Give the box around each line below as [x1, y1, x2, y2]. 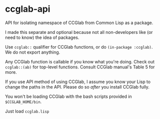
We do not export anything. [5, 49, 60, 55]
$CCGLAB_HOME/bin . [5, 98, 42, 104]
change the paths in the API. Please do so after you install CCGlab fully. [5, 84, 150, 89]
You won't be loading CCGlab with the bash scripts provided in [5, 93, 132, 99]
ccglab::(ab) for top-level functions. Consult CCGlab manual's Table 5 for [5, 64, 155, 70]
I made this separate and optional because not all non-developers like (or [5, 29, 153, 35]
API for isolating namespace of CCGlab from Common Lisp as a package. [5, 20, 154, 26]
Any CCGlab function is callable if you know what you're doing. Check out [5, 59, 155, 64]
